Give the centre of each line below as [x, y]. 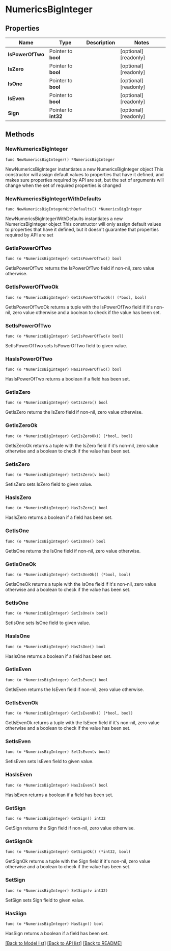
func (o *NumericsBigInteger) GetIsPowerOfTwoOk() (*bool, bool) [76, 297]
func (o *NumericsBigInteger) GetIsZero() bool [57, 403]
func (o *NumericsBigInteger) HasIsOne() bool [55, 647]
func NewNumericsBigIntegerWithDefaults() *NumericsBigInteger [74, 209]
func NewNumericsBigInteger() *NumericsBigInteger [60, 159]
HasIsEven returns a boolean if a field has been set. [59, 795]
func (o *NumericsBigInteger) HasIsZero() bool [57, 508]
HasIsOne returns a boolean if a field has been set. [59, 656]
